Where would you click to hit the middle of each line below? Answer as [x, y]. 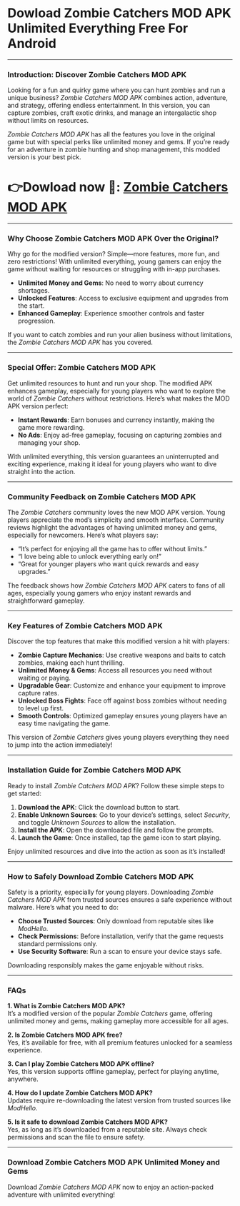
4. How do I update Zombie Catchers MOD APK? [80, 1093]
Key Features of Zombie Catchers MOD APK [85, 625]
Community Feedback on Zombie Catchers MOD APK [102, 496]
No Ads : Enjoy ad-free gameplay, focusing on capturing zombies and [120, 435]
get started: [24, 793]
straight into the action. [41, 471]
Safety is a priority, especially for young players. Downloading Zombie [111, 892]
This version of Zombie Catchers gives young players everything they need [118, 738]
